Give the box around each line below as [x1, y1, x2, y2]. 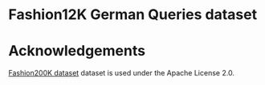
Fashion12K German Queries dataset [8, 6, 258, 24]
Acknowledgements [8, 42, 146, 60]
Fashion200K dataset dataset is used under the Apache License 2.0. [8, 68, 235, 78]
